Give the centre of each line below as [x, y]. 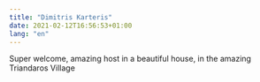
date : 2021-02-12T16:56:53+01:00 [71, 26]
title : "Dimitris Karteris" [61, 17]
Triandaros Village [42, 68]
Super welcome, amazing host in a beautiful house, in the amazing [130, 59]
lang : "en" [29, 34]
